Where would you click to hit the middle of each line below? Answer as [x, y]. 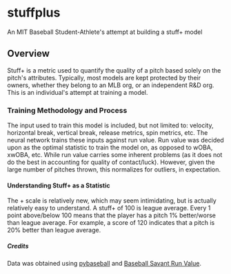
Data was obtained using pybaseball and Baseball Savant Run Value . [104, 264]
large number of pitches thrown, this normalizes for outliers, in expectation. [114, 170]
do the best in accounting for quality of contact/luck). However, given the [111, 162]
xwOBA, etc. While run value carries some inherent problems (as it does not [115, 155]
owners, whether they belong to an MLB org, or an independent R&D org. [111, 85]
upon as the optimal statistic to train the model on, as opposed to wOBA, [110, 147]
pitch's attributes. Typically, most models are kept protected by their [104, 77]
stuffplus [34, 13]
